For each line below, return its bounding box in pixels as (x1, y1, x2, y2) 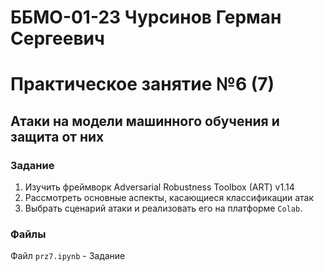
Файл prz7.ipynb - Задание (10, 250, 126, 262)
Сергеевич (10, 27, 105, 50)
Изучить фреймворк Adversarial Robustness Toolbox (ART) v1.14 (24, 181, 295, 193)
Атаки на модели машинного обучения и (10, 112, 280, 130)
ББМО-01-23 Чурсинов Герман (10, 6, 282, 29)
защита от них (10, 128, 105, 145)
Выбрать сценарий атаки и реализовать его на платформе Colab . (24, 202, 303, 215)
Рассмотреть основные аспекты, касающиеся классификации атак (24, 192, 315, 204)
